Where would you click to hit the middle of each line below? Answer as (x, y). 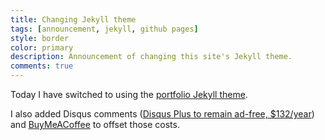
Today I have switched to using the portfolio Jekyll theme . (129, 94)
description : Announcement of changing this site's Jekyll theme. (151, 57)
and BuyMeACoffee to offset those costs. (95, 124)
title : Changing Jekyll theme (73, 19)
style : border (40, 38)
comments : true (42, 66)
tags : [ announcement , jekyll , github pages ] (104, 29)
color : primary (42, 47)
